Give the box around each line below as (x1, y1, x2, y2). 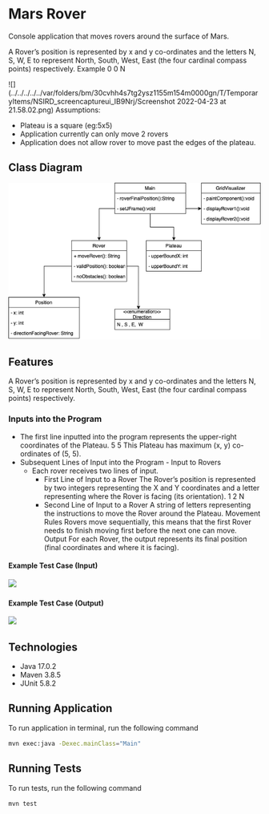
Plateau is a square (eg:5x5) (19, 120, 113, 130)
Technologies (8, 640, 78, 654)
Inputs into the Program (8, 414, 102, 425)
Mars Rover (8, 5, 86, 23)
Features (8, 355, 54, 369)
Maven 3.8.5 (19, 670, 62, 679)
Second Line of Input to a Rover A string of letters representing (43, 500, 251, 509)
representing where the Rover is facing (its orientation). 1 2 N (43, 491, 245, 501)
